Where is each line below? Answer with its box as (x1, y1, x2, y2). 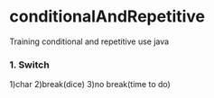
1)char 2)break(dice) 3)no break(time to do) (9, 79, 172, 90)
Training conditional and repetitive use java (9, 36, 170, 47)
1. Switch (9, 58, 50, 71)
